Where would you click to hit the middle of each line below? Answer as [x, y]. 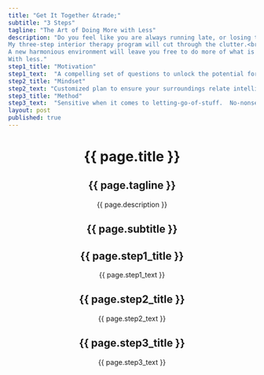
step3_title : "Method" [45, 96]
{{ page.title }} [132, 157]
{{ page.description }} [132, 204]
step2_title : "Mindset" [47, 81]
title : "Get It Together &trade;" [65, 15]
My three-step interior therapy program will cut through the [112, 45]
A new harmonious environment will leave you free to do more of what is [132, 52]
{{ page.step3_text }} [132, 362]
